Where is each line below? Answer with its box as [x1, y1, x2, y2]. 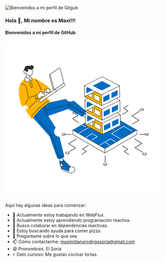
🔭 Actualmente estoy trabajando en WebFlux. [12, 212, 105, 218]
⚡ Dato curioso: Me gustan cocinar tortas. [12, 252, 98, 258]
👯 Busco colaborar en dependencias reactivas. [12, 223, 108, 229]
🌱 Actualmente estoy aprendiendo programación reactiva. [12, 217, 131, 223]
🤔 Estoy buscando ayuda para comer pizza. [12, 228, 102, 234]
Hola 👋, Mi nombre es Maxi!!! [5, 17, 76, 24]
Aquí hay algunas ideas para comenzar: [5, 202, 86, 208]
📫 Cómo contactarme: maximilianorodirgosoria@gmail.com [12, 239, 135, 245]
